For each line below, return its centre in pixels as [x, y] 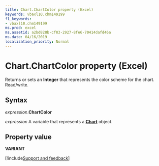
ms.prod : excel [21, 28]
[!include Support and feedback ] [37, 158]
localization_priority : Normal [37, 42]
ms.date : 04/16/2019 [26, 37]
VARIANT [15, 149]
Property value [28, 137]
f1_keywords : [18, 19]
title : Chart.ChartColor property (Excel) [49, 10]
